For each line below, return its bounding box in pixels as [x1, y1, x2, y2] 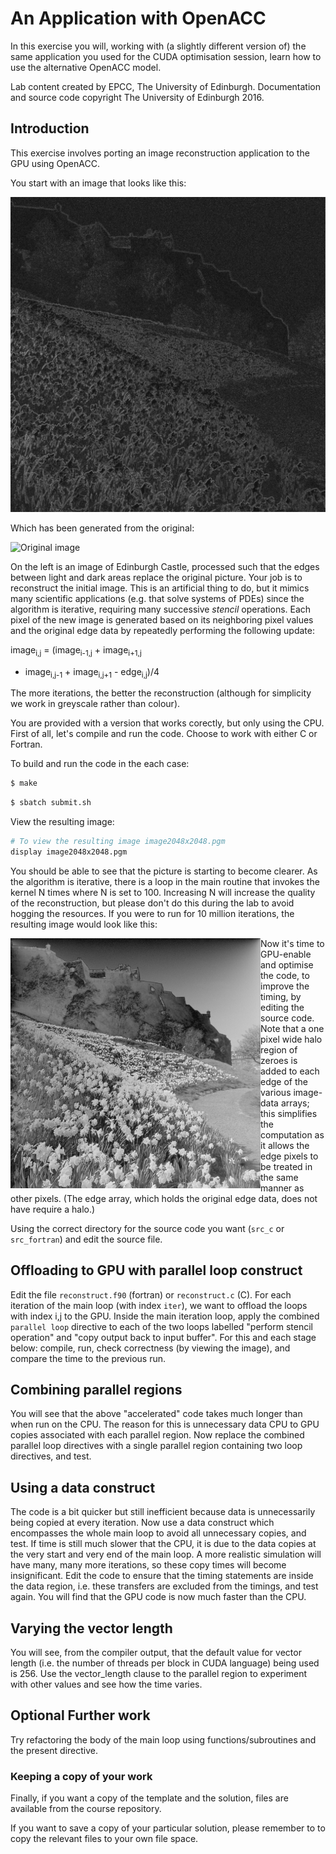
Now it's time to [260, 937, 325, 949]
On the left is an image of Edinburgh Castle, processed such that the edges [10, 560, 320, 572]
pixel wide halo [260, 1033, 323, 1045]
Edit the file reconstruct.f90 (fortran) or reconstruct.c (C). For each [10, 1288, 292, 1301]
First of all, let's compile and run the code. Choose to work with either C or [10, 728, 318, 740]
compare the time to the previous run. [10, 1352, 167, 1364]
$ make [10, 778, 38, 789]
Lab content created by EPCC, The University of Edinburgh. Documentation [10, 80, 322, 92]
